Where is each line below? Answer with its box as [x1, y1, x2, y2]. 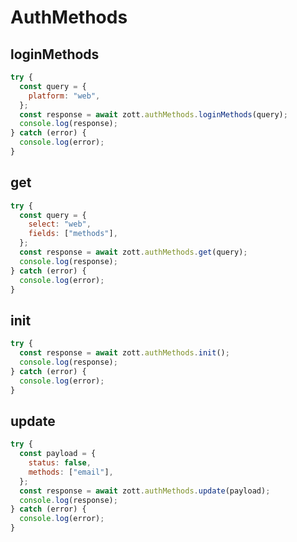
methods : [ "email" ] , [28, 467, 114, 477]
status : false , [28, 458, 92, 468]
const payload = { [19, 449, 97, 459]
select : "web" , [28, 219, 92, 230]
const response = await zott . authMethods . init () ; [19, 348, 230, 358]
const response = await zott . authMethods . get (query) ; [19, 247, 248, 258]
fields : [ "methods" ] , [28, 229, 118, 239]
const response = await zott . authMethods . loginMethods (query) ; [19, 109, 288, 120]
